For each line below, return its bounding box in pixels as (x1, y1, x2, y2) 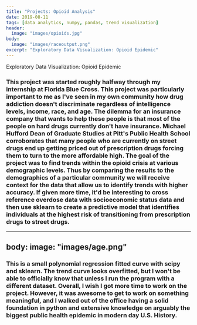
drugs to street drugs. (6, 217, 70, 225)
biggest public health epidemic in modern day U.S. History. (6, 311, 178, 320)
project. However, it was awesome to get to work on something (6, 289, 189, 297)
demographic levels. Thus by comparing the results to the (6, 166, 174, 174)
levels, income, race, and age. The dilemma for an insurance (6, 107, 181, 115)
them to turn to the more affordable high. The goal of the (6, 151, 170, 160)
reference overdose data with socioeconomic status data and (6, 195, 185, 204)
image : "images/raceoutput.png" (11, 42, 91, 48)
